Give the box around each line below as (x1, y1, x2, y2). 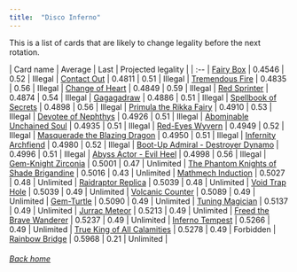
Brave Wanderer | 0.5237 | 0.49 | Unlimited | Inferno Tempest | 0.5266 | (9, 214, 270, 225)
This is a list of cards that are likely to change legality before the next (9, 37, 262, 48)
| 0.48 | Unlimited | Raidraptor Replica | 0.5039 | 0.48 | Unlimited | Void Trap (9, 176, 286, 187)
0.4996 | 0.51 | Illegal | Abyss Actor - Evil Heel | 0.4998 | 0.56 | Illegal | (9, 148, 267, 159)
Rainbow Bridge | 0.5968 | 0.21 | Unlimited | (9, 233, 168, 244)
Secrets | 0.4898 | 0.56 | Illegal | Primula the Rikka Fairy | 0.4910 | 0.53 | (9, 101, 272, 112)
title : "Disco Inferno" (9, 12, 101, 22)
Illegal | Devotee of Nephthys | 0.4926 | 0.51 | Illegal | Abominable (9, 111, 249, 121)
